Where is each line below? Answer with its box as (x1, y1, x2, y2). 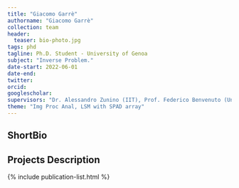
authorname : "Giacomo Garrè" (7, 17, 94, 24)
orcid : (7, 83, 27, 90)
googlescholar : (7, 90, 53, 97)
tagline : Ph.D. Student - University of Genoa (7, 51, 148, 58)
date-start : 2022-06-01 (7, 63, 78, 70)
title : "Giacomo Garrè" (7, 10, 78, 18)
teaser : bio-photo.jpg (14, 37, 81, 44)
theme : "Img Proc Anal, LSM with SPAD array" (7, 103, 144, 110)
